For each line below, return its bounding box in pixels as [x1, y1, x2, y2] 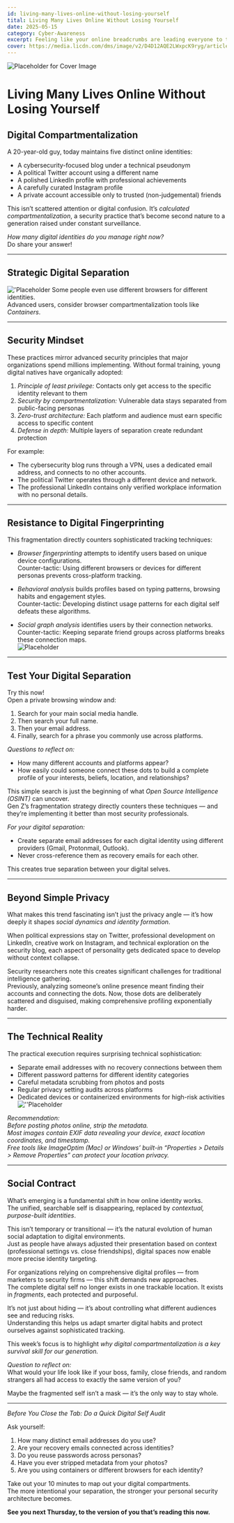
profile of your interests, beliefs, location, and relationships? [17, 774, 189, 782]
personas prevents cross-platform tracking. [17, 571, 143, 580]
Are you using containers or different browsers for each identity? [17, 1466, 203, 1474]
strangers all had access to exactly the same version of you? [7, 1375, 181, 1384]
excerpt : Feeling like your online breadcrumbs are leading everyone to [7, 36, 223, 43]
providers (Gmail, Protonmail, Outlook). [17, 844, 130, 853]
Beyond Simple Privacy [7, 892, 110, 904]
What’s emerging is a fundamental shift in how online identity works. [7, 1196, 203, 1204]
